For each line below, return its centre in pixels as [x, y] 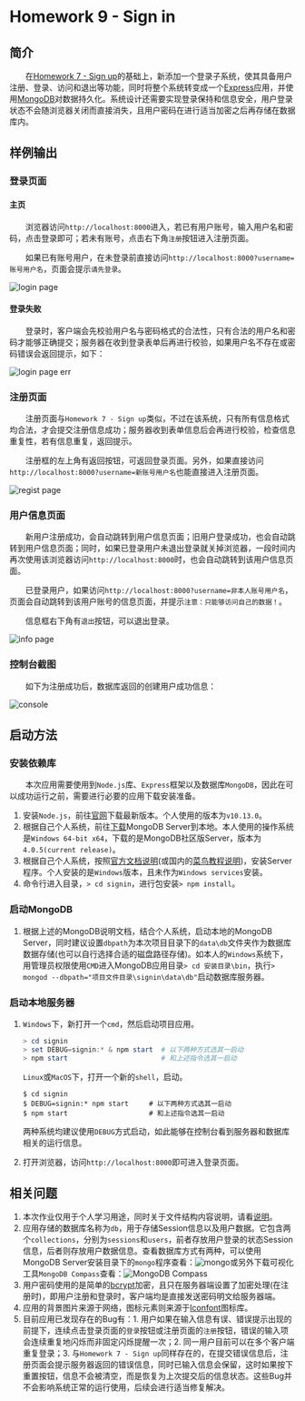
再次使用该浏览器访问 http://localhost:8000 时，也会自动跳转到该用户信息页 [152, 559]
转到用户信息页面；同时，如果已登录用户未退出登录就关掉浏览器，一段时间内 [152, 549]
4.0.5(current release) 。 [71, 850]
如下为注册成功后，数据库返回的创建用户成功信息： [120, 686]
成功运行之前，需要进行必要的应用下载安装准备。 [108, 796]
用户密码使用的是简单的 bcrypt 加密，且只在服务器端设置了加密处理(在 [152, 1285]
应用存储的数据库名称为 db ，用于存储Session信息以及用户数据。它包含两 [157, 1228]
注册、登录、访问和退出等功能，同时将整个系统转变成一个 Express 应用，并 [148, 87]
